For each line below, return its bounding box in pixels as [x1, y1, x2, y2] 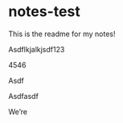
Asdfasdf [8, 91, 39, 100]
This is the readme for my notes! [8, 29, 116, 39]
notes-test [8, 2, 80, 21]
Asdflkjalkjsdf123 [8, 44, 65, 54]
